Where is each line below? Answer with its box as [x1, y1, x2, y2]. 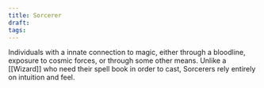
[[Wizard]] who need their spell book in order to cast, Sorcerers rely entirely [8, 64, 256, 74]
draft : [8, 19, 30, 27]
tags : [8, 26, 26, 34]
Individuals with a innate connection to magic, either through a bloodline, [8, 48, 246, 57]
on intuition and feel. [8, 72, 75, 82]
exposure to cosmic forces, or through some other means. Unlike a [8, 56, 227, 65]
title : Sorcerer [8, 11, 62, 20]
